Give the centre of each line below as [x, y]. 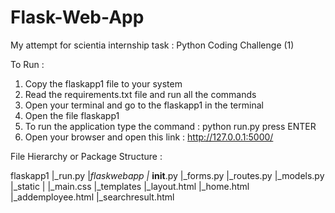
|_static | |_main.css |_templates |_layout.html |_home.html [130, 186]
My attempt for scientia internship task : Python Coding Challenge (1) [152, 45]
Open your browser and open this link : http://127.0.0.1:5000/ [149, 137]
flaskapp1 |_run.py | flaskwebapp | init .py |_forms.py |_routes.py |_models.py [167, 175]
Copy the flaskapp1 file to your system [103, 83]
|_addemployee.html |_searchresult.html [92, 197]
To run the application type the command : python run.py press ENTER [170, 126]
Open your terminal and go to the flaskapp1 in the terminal [144, 105]
